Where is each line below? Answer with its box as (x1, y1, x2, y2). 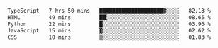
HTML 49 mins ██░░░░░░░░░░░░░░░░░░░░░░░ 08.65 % (7, 13, 212, 21)
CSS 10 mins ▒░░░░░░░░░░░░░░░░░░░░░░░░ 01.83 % (7, 33, 212, 41)
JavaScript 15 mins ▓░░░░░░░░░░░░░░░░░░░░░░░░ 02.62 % (7, 27, 212, 34)
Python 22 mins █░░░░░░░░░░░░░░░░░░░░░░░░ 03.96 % (7, 20, 212, 28)
